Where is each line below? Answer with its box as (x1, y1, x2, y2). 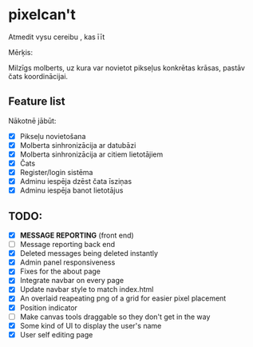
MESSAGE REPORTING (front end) (19, 230, 134, 240)
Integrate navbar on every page (19, 276, 125, 285)
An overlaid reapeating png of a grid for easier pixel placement (19, 293, 227, 303)
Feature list (8, 94, 65, 109)
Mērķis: (8, 47, 34, 57)
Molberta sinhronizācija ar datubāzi (19, 140, 136, 150)
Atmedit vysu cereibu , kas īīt (8, 32, 105, 42)
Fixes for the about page (19, 266, 101, 277)
